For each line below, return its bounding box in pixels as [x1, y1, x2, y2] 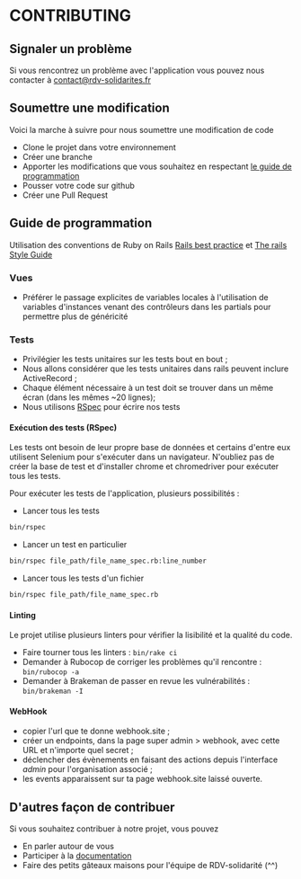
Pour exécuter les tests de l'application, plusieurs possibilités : [9, 488, 240, 499]
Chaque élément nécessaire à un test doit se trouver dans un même [22, 383, 274, 394]
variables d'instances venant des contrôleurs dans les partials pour [22, 301, 271, 312]
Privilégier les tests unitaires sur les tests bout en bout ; [22, 354, 228, 365]
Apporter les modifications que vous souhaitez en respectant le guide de [22, 161, 292, 172]
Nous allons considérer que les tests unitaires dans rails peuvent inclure [22, 363, 289, 374]
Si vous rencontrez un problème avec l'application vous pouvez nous [9, 65, 265, 75]
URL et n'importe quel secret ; [22, 745, 134, 756]
